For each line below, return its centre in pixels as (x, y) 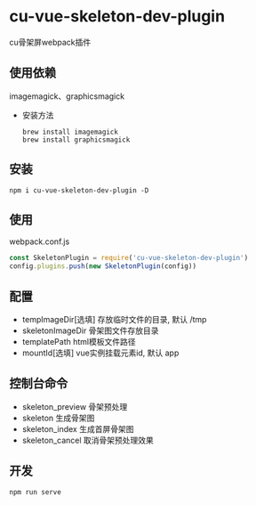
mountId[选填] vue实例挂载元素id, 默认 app (100, 353)
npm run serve (36, 492)
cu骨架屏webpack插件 (50, 42)
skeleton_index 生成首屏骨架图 (78, 428)
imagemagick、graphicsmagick (67, 96)
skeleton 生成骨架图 (58, 418)
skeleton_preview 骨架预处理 (75, 406)
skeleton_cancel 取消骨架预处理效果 (88, 440)
